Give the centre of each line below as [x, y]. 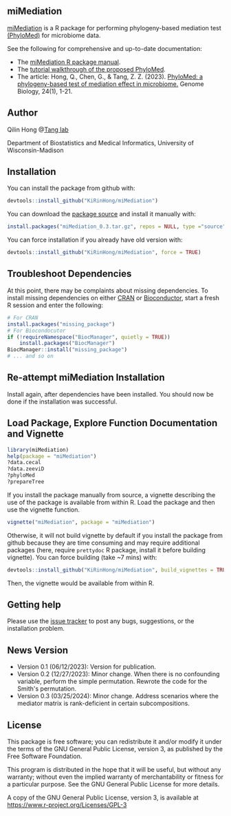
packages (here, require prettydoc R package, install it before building [107, 550]
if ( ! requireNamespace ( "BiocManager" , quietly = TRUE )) [89, 337]
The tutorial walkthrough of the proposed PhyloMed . [91, 69]
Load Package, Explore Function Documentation [112, 423]
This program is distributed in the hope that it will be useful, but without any [114, 770]
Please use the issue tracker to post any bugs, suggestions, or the [101, 621]
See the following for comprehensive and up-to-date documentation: [105, 48]
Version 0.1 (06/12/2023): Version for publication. [87, 667]
